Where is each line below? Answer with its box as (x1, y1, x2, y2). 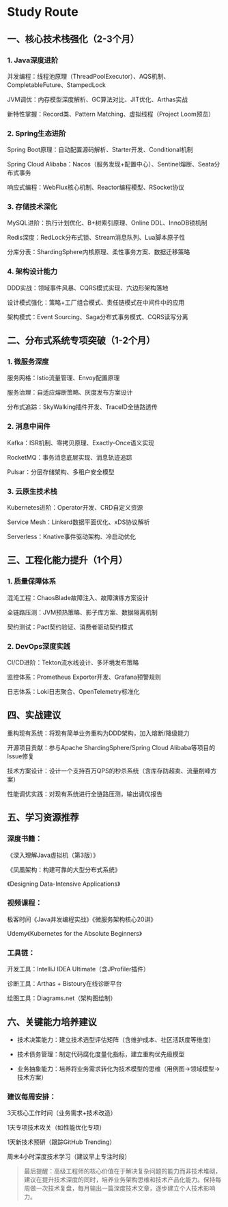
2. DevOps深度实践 (7, 641, 70, 651)
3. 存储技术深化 (7, 202, 58, 212)
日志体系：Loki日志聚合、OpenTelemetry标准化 (7, 688, 140, 696)
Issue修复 (7, 751, 34, 760)
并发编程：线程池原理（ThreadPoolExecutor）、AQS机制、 (7, 72, 170, 80)
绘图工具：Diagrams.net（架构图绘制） (7, 994, 117, 1002)
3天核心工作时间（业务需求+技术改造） (7, 1109, 117, 1117)
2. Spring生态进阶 (7, 128, 66, 138)
